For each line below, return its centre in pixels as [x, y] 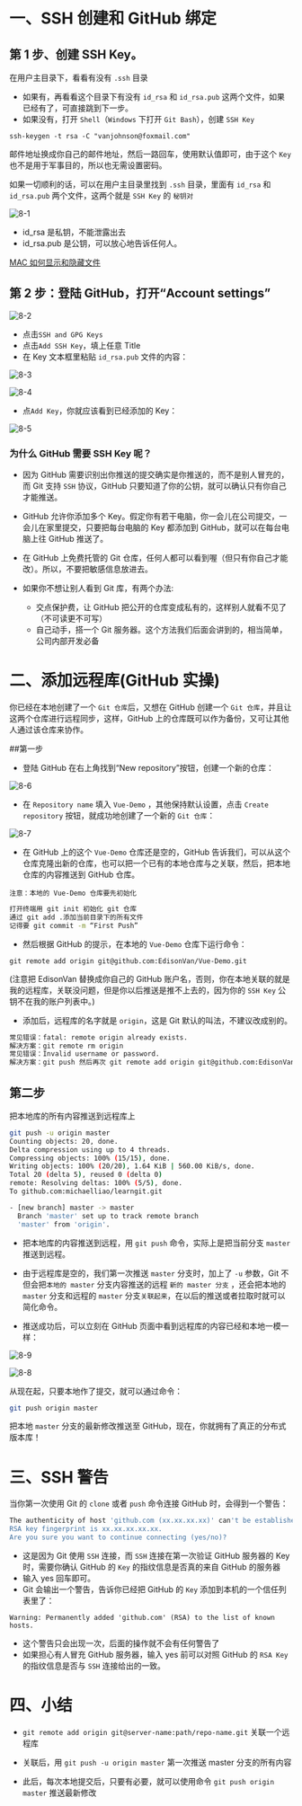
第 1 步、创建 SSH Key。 [76, 54]
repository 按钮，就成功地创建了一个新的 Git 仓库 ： [119, 816]
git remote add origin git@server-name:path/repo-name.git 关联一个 [152, 1731]
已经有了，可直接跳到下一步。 [77, 108]
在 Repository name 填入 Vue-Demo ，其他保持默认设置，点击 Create [146, 804]
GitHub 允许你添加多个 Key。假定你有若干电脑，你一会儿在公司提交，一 [155, 517]
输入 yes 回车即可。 [59, 1579]
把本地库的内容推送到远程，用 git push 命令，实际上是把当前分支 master [156, 1243]
